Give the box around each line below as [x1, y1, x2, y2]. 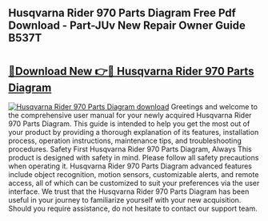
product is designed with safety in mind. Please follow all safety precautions [8, 153, 259, 162]
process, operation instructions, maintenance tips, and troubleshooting [8, 136, 242, 145]
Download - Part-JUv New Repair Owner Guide [8, 19, 246, 33]
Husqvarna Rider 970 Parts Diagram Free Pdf [8, 6, 236, 20]
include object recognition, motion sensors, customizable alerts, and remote [8, 170, 259, 179]
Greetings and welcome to [170, 102, 258, 111]
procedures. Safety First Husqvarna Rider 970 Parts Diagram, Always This [8, 144, 252, 154]
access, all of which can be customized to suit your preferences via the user [8, 179, 260, 187]
